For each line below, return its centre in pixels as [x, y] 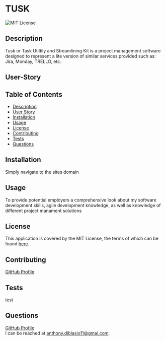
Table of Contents [34, 94]
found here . [17, 244]
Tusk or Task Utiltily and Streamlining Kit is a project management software [83, 50]
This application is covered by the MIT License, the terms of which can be [82, 238]
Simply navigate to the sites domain [42, 172]
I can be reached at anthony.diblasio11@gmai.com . [58, 333]
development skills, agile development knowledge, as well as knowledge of [83, 205]
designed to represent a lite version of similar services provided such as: [80, 56]
